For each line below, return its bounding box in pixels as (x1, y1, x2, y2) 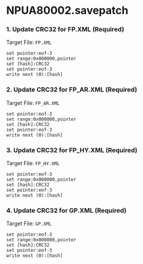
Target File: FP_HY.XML (6, 160, 60, 167)
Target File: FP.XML (6, 39, 52, 46)
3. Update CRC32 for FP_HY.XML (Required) (6, 146, 138, 154)
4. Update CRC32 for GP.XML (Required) (6, 206, 127, 215)
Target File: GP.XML (6, 220, 52, 227)
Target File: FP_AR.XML (6, 99, 60, 106)
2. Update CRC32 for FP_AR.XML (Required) (6, 86, 138, 94)
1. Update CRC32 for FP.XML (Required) (6, 25, 124, 34)
